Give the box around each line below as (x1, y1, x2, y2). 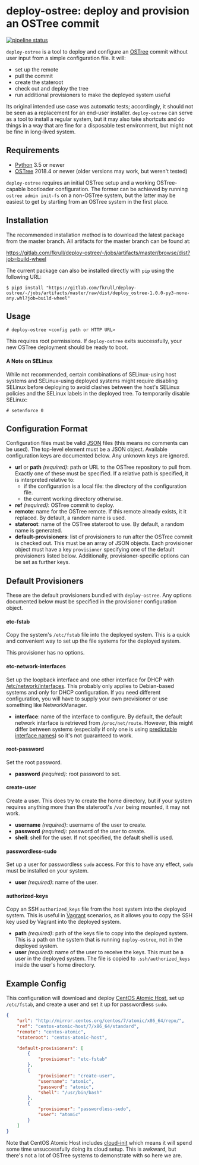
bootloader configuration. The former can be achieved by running (27, 185, 188, 192)
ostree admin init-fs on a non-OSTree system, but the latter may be (6, 192, 176, 199)
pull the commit (14, 72, 53, 79)
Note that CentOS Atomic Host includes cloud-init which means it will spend (6, 1139, 192, 1146)
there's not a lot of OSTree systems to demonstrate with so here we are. (6, 1151, 182, 1159)
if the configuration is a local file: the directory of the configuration (23, 482, 187, 490)
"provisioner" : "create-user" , (37, 1073, 116, 1079)
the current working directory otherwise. (23, 496, 123, 503)
